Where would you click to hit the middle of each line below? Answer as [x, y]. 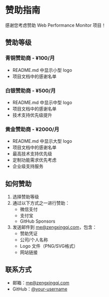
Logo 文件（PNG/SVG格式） [49, 246]
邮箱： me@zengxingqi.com [41, 282]
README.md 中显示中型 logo [42, 102]
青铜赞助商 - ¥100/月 [30, 58]
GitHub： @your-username [40, 289]
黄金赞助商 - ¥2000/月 [32, 129]
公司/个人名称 [34, 240]
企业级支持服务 [28, 166]
